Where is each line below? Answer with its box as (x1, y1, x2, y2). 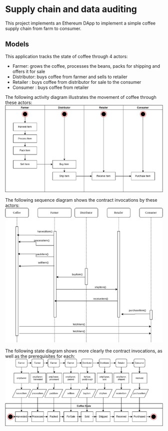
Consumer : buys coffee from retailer (12, 84, 89, 90)
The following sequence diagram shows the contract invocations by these (5, 197, 157, 203)
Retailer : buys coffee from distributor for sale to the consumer (12, 79, 141, 85)
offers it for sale (12, 68, 45, 74)
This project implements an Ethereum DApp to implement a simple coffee (5, 20, 156, 26)
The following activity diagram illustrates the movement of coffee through (5, 94, 156, 100)
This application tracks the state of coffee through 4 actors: (5, 53, 128, 59)
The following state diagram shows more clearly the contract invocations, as (5, 348, 162, 354)
